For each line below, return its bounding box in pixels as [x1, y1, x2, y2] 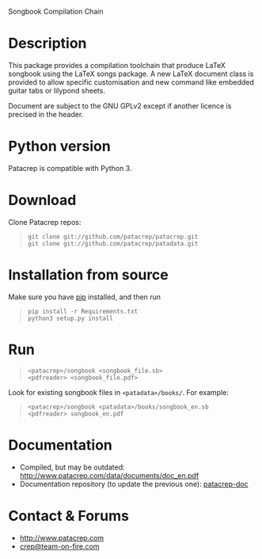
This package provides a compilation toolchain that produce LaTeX [8, 60, 226, 70]
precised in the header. [8, 109, 84, 119]
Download [8, 192, 77, 209]
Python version [8, 138, 111, 155]
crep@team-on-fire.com [19, 542, 100, 551]
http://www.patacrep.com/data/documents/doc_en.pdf [19, 470, 199, 480]
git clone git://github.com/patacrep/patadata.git [27, 239, 199, 248]
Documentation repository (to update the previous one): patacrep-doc [19, 479, 249, 489]
